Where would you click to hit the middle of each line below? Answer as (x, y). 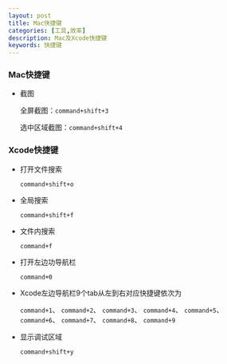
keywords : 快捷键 (35, 45)
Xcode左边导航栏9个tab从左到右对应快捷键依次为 (100, 293)
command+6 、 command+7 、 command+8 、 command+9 (98, 319)
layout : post (30, 16)
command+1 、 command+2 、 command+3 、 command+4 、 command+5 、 (121, 310)
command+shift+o (47, 184)
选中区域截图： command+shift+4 (71, 128)
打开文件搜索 (41, 169)
